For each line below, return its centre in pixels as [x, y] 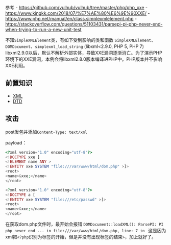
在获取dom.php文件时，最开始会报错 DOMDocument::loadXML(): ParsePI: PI [84, 224]
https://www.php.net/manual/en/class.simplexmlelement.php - [71, 19]
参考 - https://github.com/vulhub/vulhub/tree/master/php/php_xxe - [77, 7]
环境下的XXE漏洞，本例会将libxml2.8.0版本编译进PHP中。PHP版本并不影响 [84, 59]
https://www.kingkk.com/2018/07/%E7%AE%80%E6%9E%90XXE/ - [78, 13]
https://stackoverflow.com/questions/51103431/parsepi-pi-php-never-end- [84, 24]
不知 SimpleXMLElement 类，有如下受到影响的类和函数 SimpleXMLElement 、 [81, 40]
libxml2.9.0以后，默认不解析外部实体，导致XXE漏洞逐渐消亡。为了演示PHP [84, 53]
